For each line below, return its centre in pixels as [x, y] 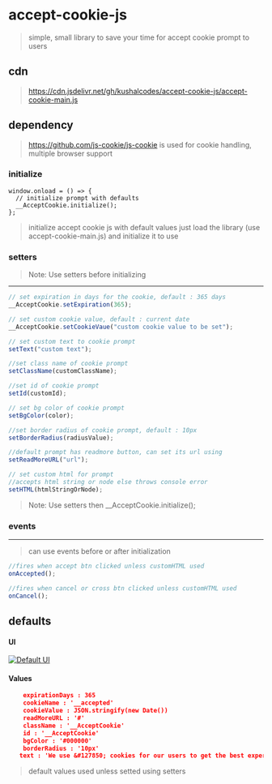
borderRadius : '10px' [61, 748]
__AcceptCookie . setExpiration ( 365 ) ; [70, 305]
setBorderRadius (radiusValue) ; [61, 438]
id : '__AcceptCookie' [61, 733]
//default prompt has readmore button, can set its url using [115, 452]
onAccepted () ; [32, 573]
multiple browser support [70, 153]
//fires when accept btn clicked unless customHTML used [106, 566]
